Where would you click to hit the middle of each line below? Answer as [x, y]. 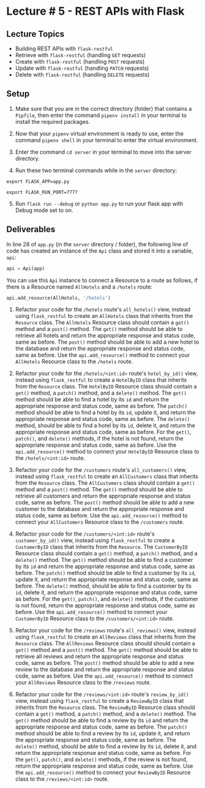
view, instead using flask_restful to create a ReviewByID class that [99, 701]
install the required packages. [53, 121]
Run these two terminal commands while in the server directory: [96, 170]
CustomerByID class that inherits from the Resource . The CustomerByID [101, 547]
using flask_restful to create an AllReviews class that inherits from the [105, 637]
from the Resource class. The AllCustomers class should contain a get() [105, 483]
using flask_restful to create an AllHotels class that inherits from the [104, 316]
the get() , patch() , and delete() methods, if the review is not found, [101, 760]
